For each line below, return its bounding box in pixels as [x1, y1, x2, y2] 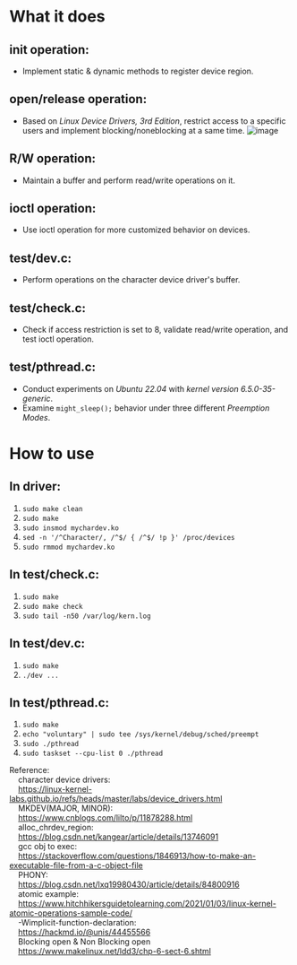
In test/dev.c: [9, 636, 86, 651]
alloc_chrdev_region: [17, 822, 94, 833]
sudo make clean [21, 504, 83, 513]
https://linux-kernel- [17, 784, 92, 795]
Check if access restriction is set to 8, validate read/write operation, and [21, 325, 289, 335]
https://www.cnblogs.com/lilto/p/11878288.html [17, 813, 193, 823]
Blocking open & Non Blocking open [17, 936, 151, 947]
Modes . [21, 412, 51, 422]
